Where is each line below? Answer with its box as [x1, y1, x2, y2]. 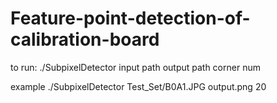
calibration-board [10, 28, 160, 51]
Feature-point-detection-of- [10, 7, 251, 30]
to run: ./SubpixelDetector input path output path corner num [10, 61, 261, 73]
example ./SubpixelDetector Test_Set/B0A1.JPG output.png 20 [10, 80, 267, 92]
